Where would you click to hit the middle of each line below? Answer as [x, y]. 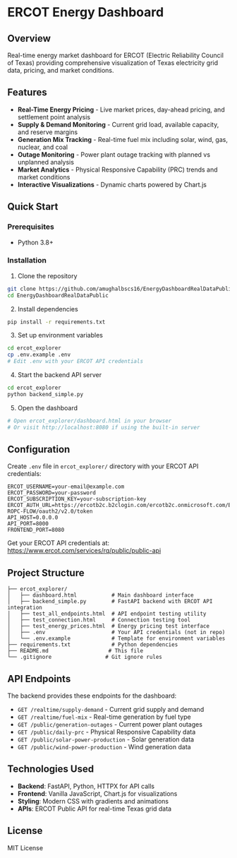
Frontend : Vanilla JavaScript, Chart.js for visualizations [97, 793]
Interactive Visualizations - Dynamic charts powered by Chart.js [112, 184]
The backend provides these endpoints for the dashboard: [92, 696]
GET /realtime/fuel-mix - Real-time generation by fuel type [104, 717]
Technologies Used [50, 769]
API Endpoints [39, 679]
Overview [29, 38]
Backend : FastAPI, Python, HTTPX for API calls [86, 786]
